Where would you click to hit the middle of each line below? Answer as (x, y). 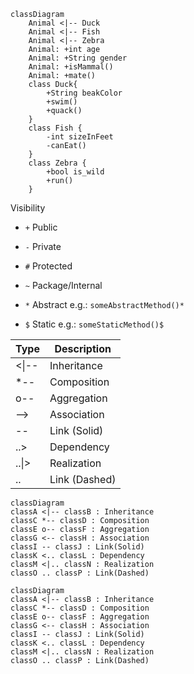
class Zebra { (57, 163)
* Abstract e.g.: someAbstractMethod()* (104, 304)
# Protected (48, 266)
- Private (43, 246)
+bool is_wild (75, 172)
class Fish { (55, 128)
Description (83, 348)
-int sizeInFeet (80, 137)
